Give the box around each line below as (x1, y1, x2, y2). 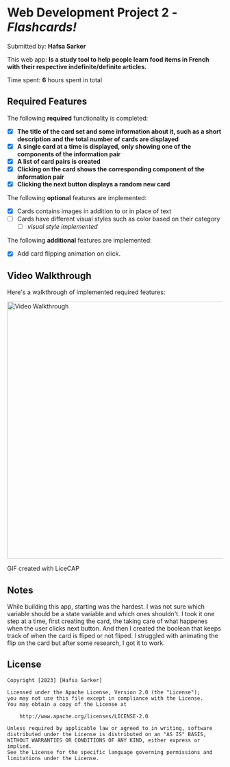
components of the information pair (16, 149, 121, 158)
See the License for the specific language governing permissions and (7, 748, 213, 755)
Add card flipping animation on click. (16, 249, 121, 258)
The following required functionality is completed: (7, 114, 149, 122)
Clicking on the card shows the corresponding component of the (16, 165, 205, 173)
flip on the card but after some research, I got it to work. (7, 639, 166, 647)
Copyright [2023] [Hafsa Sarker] (7, 677, 103, 683)
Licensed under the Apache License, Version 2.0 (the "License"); (7, 689, 201, 696)
